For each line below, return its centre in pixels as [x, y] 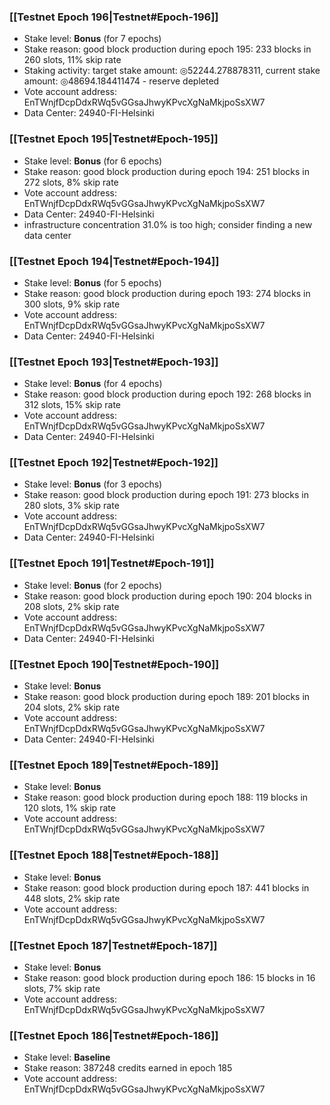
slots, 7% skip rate [62, 988]
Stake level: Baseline [67, 1057]
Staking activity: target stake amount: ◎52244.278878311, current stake [172, 71]
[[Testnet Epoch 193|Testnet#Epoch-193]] [114, 362]
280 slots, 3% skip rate [71, 506]
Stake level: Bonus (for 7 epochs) [92, 39]
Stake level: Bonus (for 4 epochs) [93, 384]
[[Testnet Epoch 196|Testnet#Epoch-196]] [114, 17]
